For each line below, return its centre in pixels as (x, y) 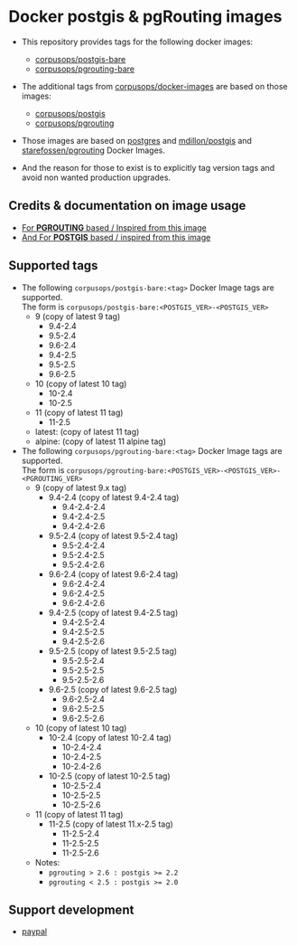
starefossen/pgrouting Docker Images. (93, 150)
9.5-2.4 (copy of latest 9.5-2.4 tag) (113, 535)
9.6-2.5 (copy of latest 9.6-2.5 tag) (113, 689)
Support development (71, 909)
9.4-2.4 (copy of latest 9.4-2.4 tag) (114, 497)
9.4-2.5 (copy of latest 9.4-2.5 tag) (113, 612)
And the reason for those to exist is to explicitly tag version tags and (148, 167)
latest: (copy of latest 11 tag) (87, 431)
